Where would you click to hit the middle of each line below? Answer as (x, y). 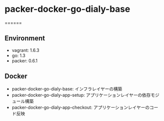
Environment (25, 38)
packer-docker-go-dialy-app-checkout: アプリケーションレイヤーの (81, 107)
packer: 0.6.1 (25, 61)
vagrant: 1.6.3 (25, 50)
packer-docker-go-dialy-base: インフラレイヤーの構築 (67, 89)
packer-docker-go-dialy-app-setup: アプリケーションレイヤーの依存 (81, 95)
